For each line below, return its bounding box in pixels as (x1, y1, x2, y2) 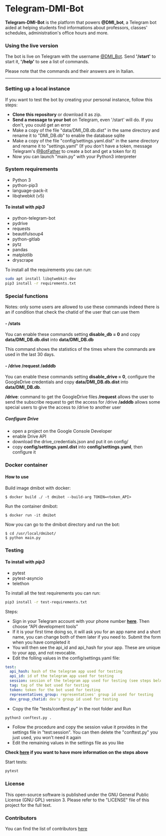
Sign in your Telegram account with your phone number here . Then (12, 618, 150, 624)
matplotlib (12, 252, 33, 258)
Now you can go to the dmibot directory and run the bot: (5, 521, 120, 527)
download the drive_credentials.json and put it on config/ (12, 439, 128, 445)
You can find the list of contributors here (5, 826, 87, 832)
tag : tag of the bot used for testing (9, 683, 90, 688)
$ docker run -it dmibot (5, 512, 56, 517)
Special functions (5, 292, 48, 299)
